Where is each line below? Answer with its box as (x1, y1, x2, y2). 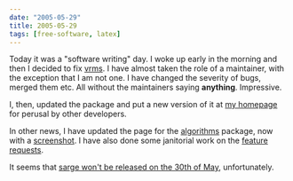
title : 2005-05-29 (9, 21, 77, 30)
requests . (9, 145, 44, 155)
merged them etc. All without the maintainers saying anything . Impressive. (9, 82, 282, 93)
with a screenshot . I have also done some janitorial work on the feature (9, 135, 268, 146)
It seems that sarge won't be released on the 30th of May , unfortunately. (9, 161, 274, 173)
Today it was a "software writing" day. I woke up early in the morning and (9, 54, 278, 65)
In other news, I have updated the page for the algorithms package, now (9, 126, 273, 137)
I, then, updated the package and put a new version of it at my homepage (9, 99, 278, 110)
